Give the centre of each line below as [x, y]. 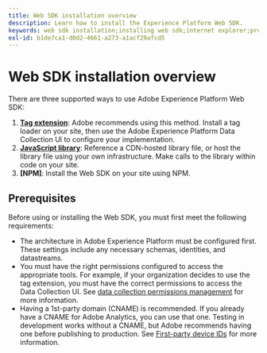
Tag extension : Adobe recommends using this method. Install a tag [130, 123]
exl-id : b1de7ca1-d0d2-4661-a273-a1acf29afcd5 [87, 38]
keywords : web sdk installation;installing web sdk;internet [112, 30]
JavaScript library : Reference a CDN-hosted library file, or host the [130, 148]
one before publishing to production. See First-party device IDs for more [138, 334]
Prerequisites [42, 198]
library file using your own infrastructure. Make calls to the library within [137, 156]
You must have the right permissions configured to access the [122, 266]
